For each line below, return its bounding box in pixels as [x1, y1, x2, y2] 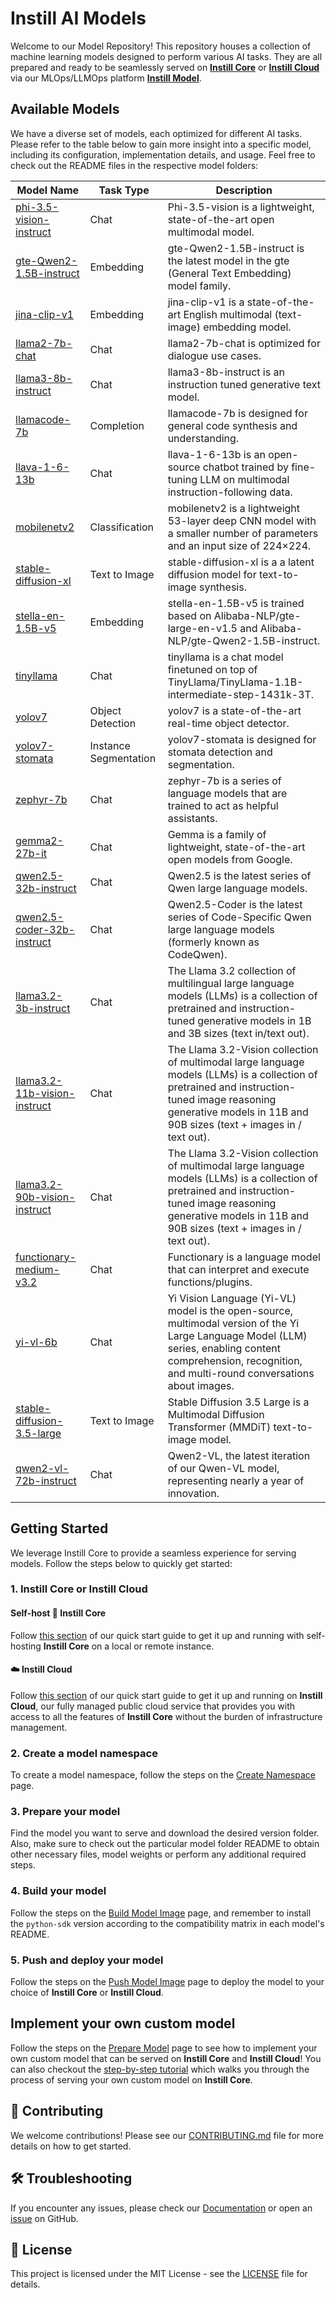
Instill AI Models [10, 7, 147, 30]
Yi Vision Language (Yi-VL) [167, 1291, 297, 1305]
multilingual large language [167, 976, 295, 990]
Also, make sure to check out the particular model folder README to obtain [10, 1838, 320, 1850]
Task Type [98, 183, 150, 197]
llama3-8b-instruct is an [167, 365, 285, 379]
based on [167, 608, 212, 622]
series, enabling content [167, 1341, 282, 1355]
